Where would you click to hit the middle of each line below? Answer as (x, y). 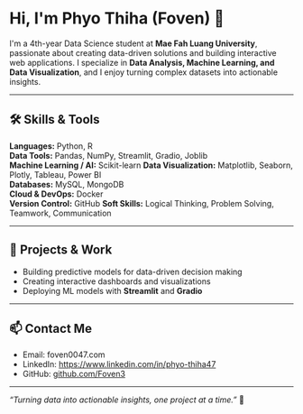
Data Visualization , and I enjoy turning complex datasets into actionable (143, 72)
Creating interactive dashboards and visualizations (116, 281)
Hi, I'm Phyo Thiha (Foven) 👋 (117, 18)
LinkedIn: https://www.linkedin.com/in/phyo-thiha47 (119, 364)
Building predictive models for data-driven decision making (132, 271)
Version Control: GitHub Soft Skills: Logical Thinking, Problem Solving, (142, 203)
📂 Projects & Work (61, 250)
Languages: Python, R (51, 146)
